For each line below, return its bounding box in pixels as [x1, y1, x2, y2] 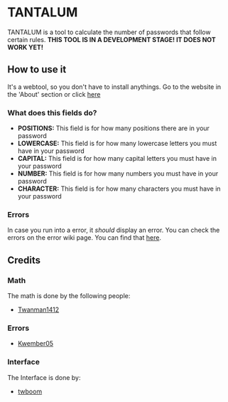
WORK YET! [7, 43, 44, 51]
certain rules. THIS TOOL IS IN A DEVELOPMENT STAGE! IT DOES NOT [7, 35, 216, 43]
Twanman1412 [17, 305, 60, 314]
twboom [17, 387, 43, 396]
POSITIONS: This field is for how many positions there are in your [17, 124, 210, 132]
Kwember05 [17, 339, 54, 348]
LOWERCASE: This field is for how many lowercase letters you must [17, 139, 217, 148]
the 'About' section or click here [7, 90, 101, 98]
